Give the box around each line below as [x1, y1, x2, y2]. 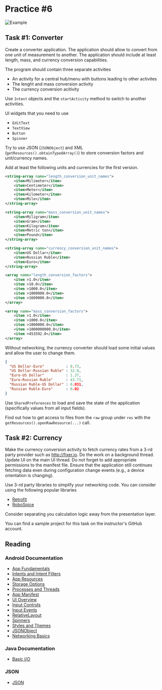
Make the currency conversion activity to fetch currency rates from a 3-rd [5, 447, 153, 453]
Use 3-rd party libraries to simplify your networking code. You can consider [5, 482, 156, 488]
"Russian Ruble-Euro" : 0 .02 [9, 386, 79, 391]
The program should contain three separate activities [5, 66, 111, 72]
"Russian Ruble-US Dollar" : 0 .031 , [9, 382, 83, 387]
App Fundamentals [12, 566, 50, 572]
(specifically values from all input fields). [5, 405, 86, 411]
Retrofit [12, 497, 27, 502]
